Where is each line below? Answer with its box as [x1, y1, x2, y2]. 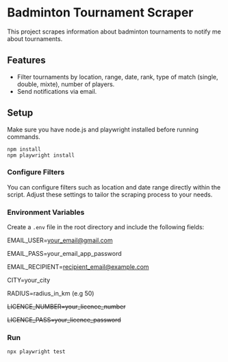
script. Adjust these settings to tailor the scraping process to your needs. [7, 190, 213, 198]
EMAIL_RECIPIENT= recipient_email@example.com [7, 263, 149, 271]
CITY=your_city [7, 276, 51, 285]
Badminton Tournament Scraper [7, 5, 194, 21]
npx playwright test [7, 348, 66, 355]
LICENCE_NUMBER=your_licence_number [7, 302, 126, 311]
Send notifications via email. [16, 87, 97, 95]
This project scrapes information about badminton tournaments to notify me [7, 27, 221, 36]
